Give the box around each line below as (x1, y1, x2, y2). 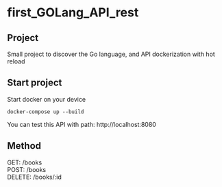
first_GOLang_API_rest (7, 5, 139, 20)
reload (7, 57, 25, 66)
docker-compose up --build (7, 108, 84, 115)
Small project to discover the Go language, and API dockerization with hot (7, 50, 216, 58)
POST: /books (7, 165, 47, 173)
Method (7, 140, 42, 152)
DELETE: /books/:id (7, 173, 62, 181)
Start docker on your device (7, 95, 86, 103)
